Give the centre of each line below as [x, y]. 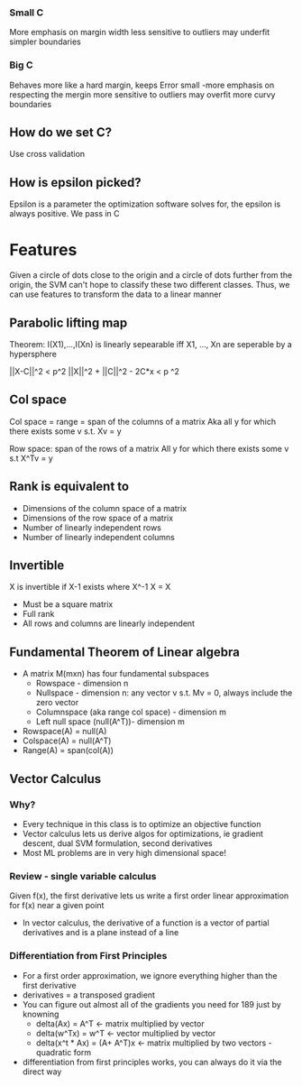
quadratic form [64, 1052]
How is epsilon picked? [75, 182]
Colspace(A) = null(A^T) [67, 741]
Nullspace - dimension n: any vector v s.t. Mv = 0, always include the [164, 693]
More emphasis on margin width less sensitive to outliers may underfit [140, 32]
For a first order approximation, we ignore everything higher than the [150, 975]
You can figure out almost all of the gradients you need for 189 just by [151, 1004]
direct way [42, 1072]
